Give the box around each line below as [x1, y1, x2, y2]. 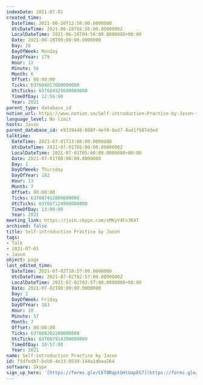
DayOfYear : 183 [11, 302, 50, 308]
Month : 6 [11, 71, 34, 77]
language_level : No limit [6, 116, 71, 122]
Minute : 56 [11, 65, 39, 72]
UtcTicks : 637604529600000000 [11, 88, 88, 94]
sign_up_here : [6, 369, 42, 376]
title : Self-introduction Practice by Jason [6, 229, 120, 235]
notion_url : [6, 110, 36, 116]
